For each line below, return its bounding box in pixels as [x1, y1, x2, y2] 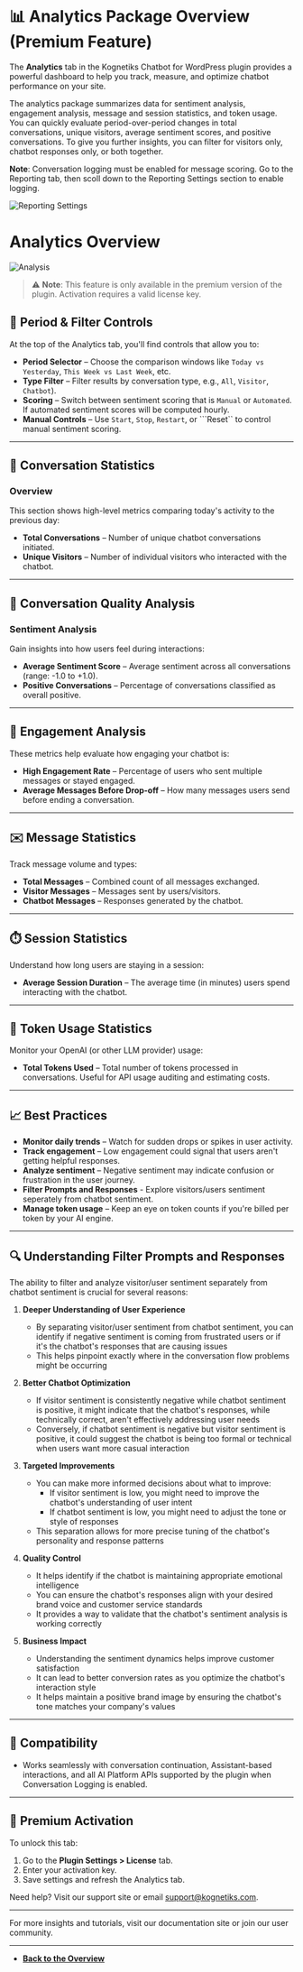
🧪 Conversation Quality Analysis [9, 595, 196, 611]
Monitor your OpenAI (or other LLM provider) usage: [9, 1045, 204, 1055]
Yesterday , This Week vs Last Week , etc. [22, 365, 171, 376]
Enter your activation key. [22, 1864, 117, 1875]
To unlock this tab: [9, 1837, 78, 1848]
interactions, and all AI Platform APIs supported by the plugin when [22, 1769, 272, 1780]
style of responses [49, 1516, 119, 1526]
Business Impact [22, 1636, 87, 1646]
